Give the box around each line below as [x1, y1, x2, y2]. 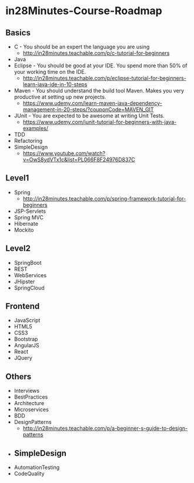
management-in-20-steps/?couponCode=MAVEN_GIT [22, 106, 154, 113]
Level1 [5, 173, 29, 183]
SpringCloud [14, 284, 45, 291]
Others [5, 372, 32, 382]
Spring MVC [14, 213, 44, 221]
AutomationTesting [14, 464, 60, 471]
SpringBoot [14, 259, 42, 266]
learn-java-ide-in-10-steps [22, 81, 88, 88]
